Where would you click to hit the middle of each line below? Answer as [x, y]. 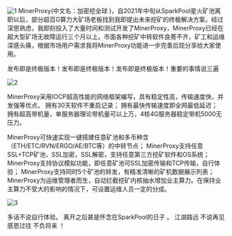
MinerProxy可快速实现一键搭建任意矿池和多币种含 [78, 137]
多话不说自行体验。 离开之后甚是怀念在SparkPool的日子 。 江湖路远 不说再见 [116, 217]
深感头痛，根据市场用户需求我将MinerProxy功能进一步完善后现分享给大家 [111, 45]
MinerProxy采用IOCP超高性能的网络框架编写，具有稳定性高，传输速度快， [113, 97]
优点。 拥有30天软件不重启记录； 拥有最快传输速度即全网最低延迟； [122, 105]
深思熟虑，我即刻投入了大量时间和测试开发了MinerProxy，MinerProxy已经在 [116, 28]
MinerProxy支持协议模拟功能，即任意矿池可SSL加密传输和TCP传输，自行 [111, 163]
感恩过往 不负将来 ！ [36, 226]
